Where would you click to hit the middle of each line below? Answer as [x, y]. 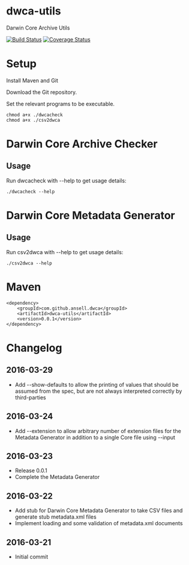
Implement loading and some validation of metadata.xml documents [99, 523]
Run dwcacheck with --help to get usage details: [66, 180]
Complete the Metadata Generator [57, 477]
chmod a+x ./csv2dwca [33, 120]
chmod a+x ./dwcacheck [34, 115]
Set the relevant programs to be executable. [61, 104]
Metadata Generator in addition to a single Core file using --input [95, 437]
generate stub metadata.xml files [56, 517]
